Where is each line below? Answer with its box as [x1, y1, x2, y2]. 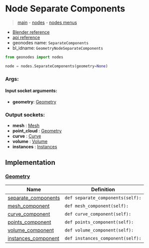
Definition [91, 186, 116, 193]
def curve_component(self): [64, 211, 132, 217]
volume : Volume [12, 138, 48, 144]
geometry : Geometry [12, 99, 56, 105]
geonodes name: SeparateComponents [12, 39, 89, 45]
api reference [12, 34, 40, 40]
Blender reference [12, 29, 50, 35]
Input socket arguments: [5, 88, 57, 94]
